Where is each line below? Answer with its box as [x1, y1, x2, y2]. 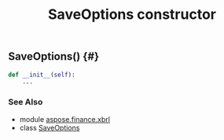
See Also [8, 97, 43, 108]
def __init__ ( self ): [8, 71, 76, 79]
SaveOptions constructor [48, 6, 216, 24]
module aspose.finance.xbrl [19, 114, 110, 123]
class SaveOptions [19, 123, 80, 132]
